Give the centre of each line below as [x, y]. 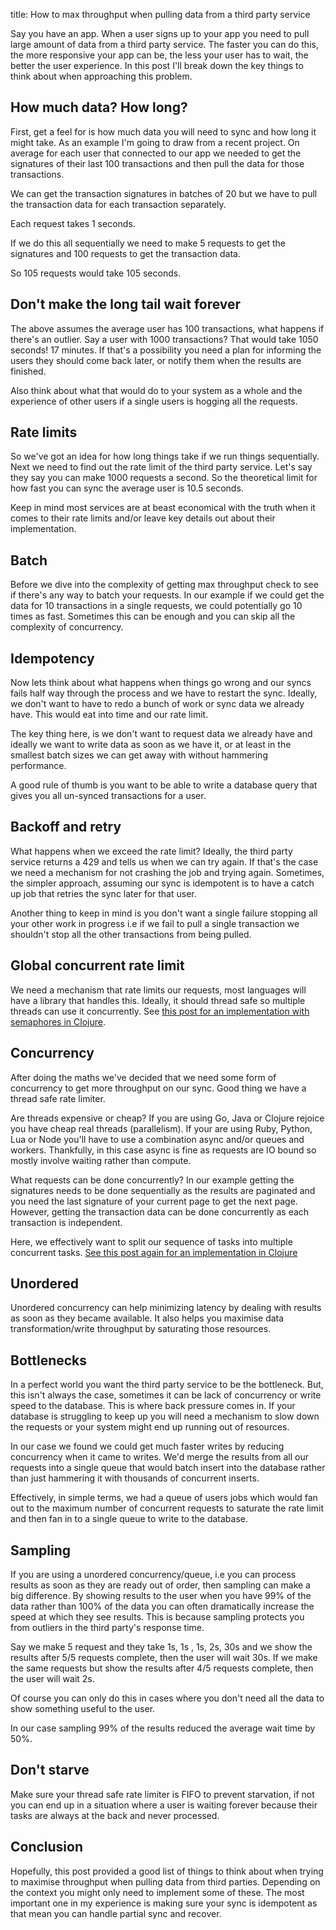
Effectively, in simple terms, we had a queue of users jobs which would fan [164, 1498]
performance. [38, 766]
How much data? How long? [99, 107]
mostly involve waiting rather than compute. [101, 1160]
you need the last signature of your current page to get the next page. [154, 1201]
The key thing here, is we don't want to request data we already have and [161, 734]
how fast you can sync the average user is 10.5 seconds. [127, 488]
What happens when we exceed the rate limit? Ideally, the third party [151, 851]
